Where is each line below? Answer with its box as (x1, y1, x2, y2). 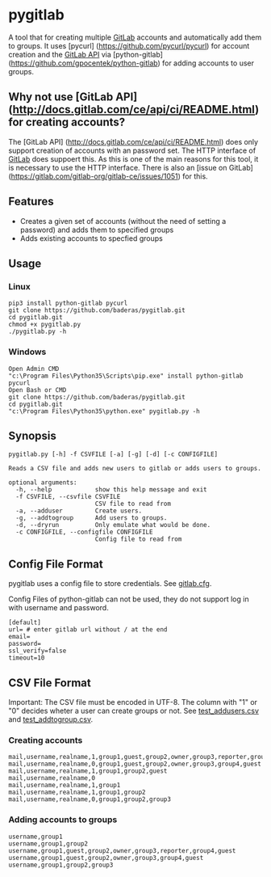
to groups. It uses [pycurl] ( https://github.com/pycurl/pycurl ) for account (8, 40, 250, 50)
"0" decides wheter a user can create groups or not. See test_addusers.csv (8, 706, 260, 715)
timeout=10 (8, 654, 45, 662)
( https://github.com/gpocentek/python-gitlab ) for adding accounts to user (8, 58, 254, 68)
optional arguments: (8, 479, 78, 487)
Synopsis (8, 428, 56, 442)
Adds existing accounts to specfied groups (19, 233, 163, 243)
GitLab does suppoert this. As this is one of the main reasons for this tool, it (8, 154, 259, 163)
